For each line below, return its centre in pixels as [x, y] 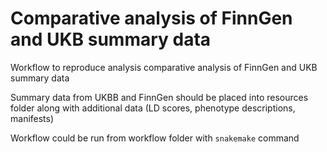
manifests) [32, 118]
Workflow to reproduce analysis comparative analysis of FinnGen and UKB [164, 67]
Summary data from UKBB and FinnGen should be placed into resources [159, 97]
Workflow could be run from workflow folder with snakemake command [155, 138]
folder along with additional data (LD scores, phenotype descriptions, [153, 108]
